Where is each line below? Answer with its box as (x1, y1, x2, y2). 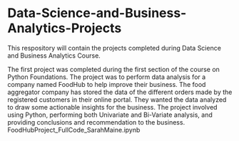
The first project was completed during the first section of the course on (7, 65, 220, 73)
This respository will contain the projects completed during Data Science (7, 43, 221, 52)
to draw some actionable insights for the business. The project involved (7, 103, 218, 111)
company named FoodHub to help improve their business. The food (7, 80, 206, 88)
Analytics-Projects (7, 20, 122, 36)
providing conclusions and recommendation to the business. (7, 117, 185, 126)
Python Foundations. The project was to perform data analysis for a (7, 73, 206, 81)
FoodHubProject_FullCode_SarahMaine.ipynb (7, 125, 141, 134)
